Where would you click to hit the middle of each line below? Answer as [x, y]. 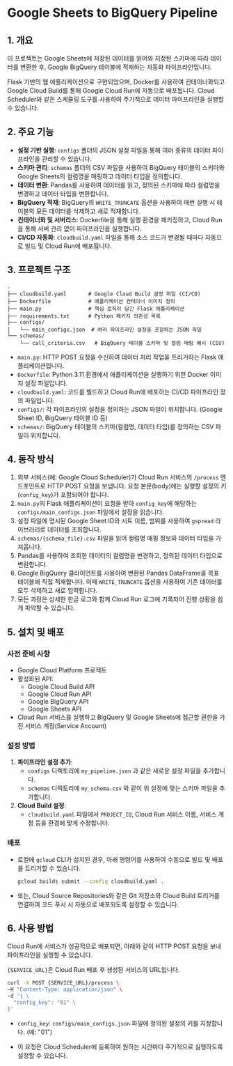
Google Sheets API [55, 709]
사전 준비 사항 [29, 654]
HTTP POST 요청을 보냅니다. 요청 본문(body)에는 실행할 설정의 [134, 486]
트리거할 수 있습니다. [53, 868]
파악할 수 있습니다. [50, 608]
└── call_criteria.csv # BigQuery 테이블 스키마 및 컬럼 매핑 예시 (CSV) [122, 343]
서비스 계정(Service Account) [66, 726]
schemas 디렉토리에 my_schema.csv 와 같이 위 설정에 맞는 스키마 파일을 [122, 788]
